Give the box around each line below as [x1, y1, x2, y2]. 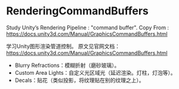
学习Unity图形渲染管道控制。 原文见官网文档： [6, 42, 121, 50]
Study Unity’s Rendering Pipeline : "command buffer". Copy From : [6, 24, 169, 31]
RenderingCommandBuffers [6, 4, 149, 18]
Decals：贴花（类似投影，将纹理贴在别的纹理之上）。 [14, 76, 144, 84]
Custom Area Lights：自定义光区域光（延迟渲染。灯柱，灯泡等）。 [14, 69, 176, 76]
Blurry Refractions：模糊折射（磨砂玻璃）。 [14, 62, 120, 69]
